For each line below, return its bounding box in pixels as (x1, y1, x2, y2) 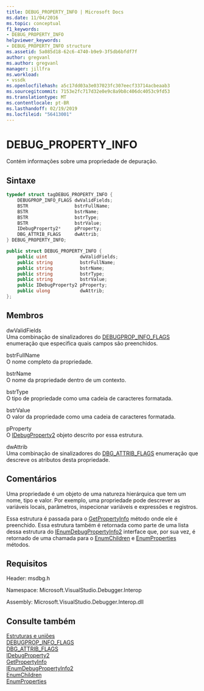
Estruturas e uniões (6, 632, 55, 640)
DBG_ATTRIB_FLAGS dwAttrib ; (17, 232, 99, 238)
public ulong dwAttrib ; (17, 288, 105, 294)
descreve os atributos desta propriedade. (6, 456, 111, 463)
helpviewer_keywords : (6, 37, 62, 43)
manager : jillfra (6, 65, 51, 72)
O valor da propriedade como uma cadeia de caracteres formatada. (6, 413, 176, 420)
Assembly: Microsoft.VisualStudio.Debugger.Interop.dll (6, 598, 144, 605)
